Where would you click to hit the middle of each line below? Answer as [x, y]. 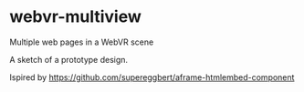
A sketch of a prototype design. [69, 59]
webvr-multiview [75, 17]
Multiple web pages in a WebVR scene [82, 42]
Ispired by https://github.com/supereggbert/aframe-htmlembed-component [152, 77]
